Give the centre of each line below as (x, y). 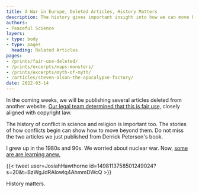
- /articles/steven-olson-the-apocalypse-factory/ (70, 78)
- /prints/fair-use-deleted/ (42, 61)
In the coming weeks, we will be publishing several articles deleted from (94, 100)
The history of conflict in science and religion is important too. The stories (96, 124)
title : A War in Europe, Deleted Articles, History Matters (82, 12)
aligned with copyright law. (39, 112)
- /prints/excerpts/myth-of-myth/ (49, 72)
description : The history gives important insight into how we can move (98, 17)
